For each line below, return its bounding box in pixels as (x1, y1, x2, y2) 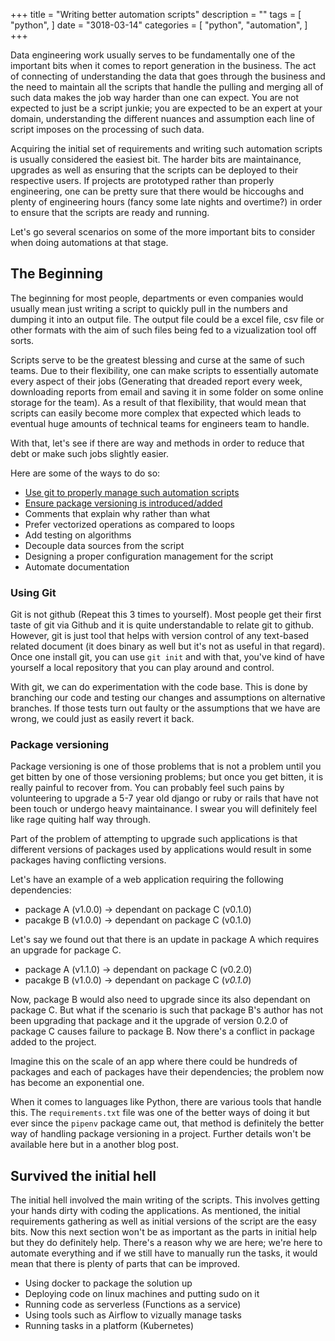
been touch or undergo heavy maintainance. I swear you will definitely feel (10, 803, 318, 815)
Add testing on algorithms (24, 529, 132, 541)
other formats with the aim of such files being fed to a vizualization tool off (10, 324, 317, 336)
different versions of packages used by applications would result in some (10, 844, 312, 856)
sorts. (10, 334, 35, 346)
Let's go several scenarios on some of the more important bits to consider (10, 226, 316, 238)
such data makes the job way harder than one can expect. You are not (10, 92, 299, 103)
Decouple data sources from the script (24, 539, 185, 551)
